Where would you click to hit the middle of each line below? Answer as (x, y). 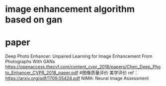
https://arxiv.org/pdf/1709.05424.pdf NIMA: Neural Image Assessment (77, 79)
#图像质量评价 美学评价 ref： (109, 73)
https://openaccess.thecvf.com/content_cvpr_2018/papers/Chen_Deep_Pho (83, 67)
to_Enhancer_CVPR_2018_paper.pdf (42, 73)
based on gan (34, 20)
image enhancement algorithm (70, 9)
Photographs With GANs (30, 62)
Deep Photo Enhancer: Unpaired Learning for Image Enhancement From (79, 56)
